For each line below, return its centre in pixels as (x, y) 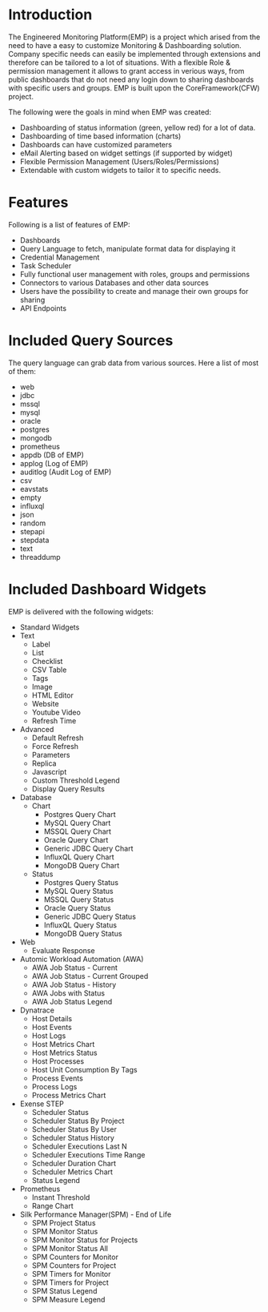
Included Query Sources (91, 341)
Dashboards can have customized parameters (96, 144)
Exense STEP (42, 1104)
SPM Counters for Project (74, 1265)
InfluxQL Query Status (80, 925)
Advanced (37, 729)
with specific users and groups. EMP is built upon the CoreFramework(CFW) (134, 88)
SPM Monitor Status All (70, 1248)
